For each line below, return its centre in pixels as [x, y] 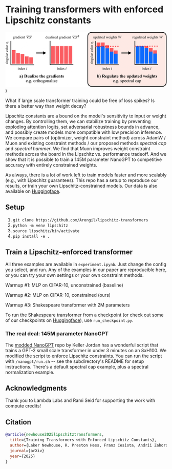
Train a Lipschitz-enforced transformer [69, 252]
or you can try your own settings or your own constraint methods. [74, 275]
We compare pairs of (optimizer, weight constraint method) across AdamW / [86, 137]
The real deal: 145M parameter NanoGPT [57, 334]
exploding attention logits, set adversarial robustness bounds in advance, [82, 127]
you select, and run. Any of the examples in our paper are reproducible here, [86, 270]
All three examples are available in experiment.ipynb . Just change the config [86, 264]
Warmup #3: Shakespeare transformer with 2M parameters [68, 305]
